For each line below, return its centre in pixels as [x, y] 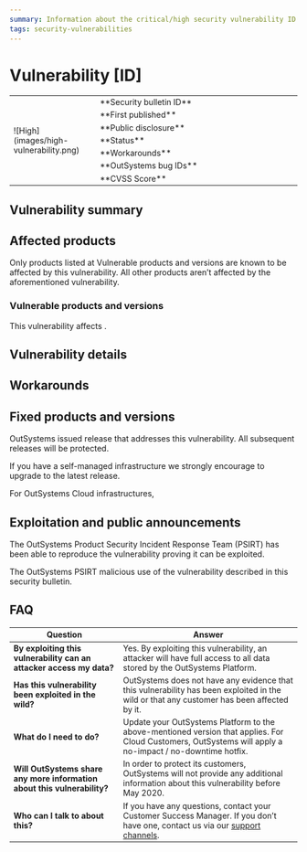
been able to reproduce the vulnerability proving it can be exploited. [137, 554]
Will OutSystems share [58, 769]
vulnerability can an [52, 657]
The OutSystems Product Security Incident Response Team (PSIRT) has [144, 545]
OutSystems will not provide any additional [203, 773]
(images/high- [41, 140]
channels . [141, 835]
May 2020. [143, 793]
